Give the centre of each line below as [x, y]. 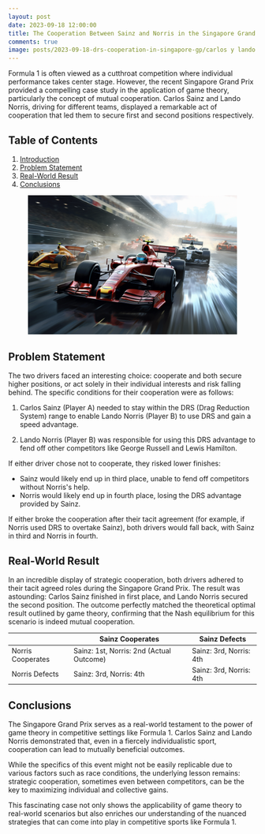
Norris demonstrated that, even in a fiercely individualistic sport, [112, 741]
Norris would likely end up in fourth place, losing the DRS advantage [131, 496]
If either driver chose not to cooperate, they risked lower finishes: [114, 464]
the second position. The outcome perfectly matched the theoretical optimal [132, 604]
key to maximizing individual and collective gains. [88, 790]
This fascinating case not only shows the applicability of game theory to [125, 806]
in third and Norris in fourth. [53, 536]
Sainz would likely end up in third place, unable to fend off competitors [134, 479]
